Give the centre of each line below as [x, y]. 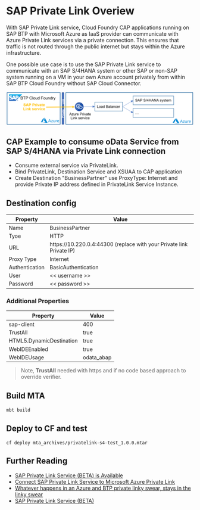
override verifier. [41, 377]
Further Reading [37, 461]
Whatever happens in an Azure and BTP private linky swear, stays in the [103, 488]
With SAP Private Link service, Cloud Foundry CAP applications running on [98, 27]
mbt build [18, 410]
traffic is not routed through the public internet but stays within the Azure [96, 46]
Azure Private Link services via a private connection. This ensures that [93, 40]
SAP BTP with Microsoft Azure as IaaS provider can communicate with [92, 33]
